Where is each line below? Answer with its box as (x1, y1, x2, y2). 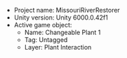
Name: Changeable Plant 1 (24, 28, 101, 36)
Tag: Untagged (24, 36, 68, 44)
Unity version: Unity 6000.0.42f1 (13, 13, 109, 22)
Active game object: (13, 21, 72, 29)
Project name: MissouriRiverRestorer (13, 6, 121, 14)
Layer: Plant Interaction (24, 43, 92, 51)
